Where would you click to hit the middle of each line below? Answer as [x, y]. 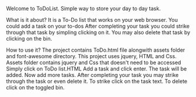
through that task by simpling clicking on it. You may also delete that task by [98, 32]
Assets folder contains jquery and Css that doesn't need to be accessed [94, 62]
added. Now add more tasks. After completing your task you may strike [92, 75]
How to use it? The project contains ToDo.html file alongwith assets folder [96, 50]
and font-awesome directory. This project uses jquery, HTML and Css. [91, 56]
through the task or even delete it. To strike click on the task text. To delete [97, 81]
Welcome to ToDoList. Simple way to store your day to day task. [83, 9]
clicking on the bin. [29, 39]
